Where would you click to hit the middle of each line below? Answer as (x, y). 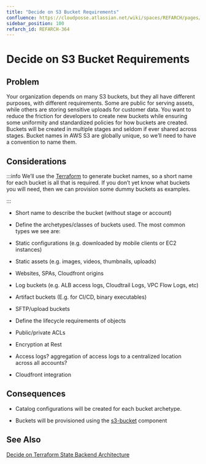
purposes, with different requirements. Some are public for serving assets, (100, 103)
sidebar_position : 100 (35, 23)
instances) (29, 250)
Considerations (36, 161)
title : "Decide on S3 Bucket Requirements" (63, 12)
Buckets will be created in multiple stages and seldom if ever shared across (102, 129)
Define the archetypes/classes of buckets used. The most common (100, 225)
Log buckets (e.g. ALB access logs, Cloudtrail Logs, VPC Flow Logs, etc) (107, 285)
